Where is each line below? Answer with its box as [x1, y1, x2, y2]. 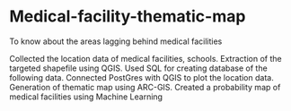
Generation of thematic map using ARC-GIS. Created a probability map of [9, 81, 281, 92]
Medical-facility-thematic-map [9, 6, 246, 27]
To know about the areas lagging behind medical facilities [9, 36, 223, 47]
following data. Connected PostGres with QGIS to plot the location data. [9, 72, 274, 82]
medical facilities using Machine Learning [9, 91, 163, 102]
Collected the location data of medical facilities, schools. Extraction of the [9, 53, 282, 64]
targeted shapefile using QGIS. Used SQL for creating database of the [9, 63, 268, 73]
